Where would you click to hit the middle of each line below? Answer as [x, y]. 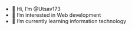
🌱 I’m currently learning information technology [69, 21]
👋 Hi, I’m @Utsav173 [36, 9]
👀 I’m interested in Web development [56, 15]
